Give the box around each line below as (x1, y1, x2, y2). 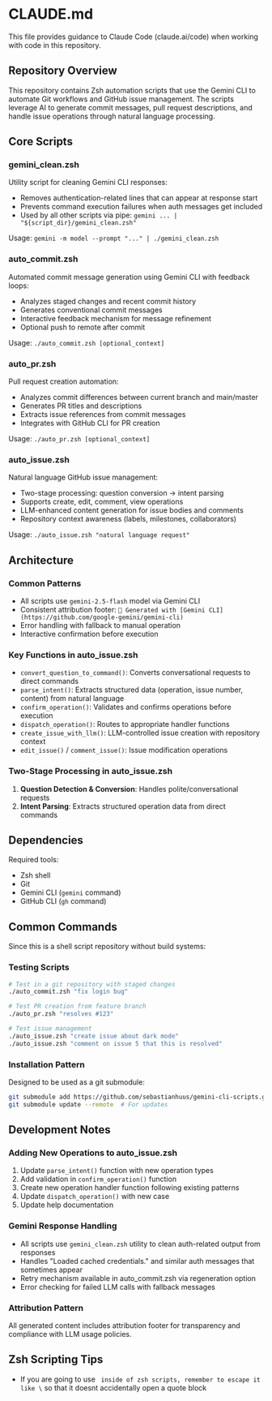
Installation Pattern (8, 1059, 85, 1070)
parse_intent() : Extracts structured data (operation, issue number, (19, 685, 244, 694)
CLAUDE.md (8, 5, 94, 24)
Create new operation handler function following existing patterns (19, 1183, 240, 1193)
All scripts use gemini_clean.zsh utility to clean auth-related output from (19, 1239, 261, 1248)
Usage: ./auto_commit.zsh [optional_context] (8, 337, 165, 347)
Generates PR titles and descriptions (19, 401, 142, 410)
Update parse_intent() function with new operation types (19, 1166, 215, 1175)
